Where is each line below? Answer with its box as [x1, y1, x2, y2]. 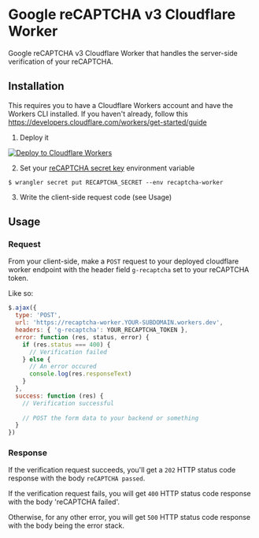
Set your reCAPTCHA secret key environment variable [19, 163, 195, 173]
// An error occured [28, 363, 97, 371]
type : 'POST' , [15, 312, 61, 319]
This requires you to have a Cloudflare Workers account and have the [8, 100, 234, 110]
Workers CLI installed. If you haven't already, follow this [8, 109, 189, 118]
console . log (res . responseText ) [28, 370, 132, 378]
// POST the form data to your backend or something [22, 414, 199, 422]
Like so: [8, 289, 34, 298]
